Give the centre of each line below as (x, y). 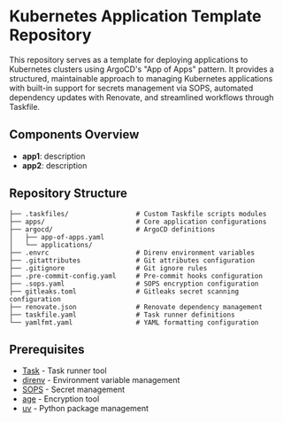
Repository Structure (69, 194)
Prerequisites (47, 349)
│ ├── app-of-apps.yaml (57, 237)
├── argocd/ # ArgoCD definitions (112, 229)
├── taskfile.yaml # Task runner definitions (122, 315)
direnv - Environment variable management (101, 380)
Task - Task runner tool (65, 371)
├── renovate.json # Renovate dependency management (136, 307)
